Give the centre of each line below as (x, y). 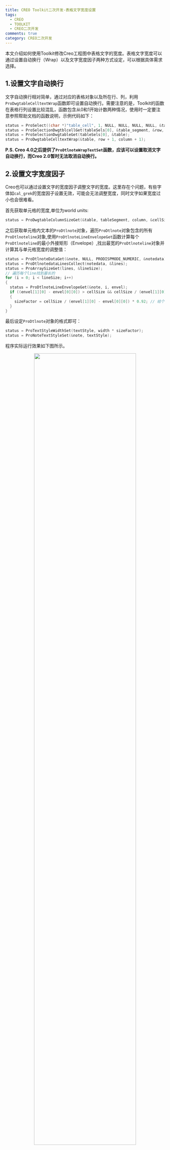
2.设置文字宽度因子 (35, 174)
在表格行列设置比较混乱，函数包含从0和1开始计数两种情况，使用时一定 (78, 109)
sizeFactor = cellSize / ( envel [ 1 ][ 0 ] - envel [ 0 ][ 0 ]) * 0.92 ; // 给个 (90, 301)
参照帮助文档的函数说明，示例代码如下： (52, 116)
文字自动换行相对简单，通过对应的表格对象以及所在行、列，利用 (72, 96)
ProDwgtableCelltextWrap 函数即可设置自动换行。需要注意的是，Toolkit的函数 (85, 103)
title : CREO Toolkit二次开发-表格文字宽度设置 (51, 10)
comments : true (21, 33)
